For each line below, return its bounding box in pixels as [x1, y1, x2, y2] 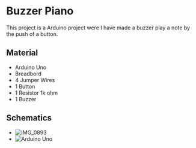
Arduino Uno [14, 64, 47, 71]
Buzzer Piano [6, 4, 74, 18]
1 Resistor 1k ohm [14, 89, 58, 96]
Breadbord [14, 70, 42, 77]
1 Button [14, 83, 35, 90]
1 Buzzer [14, 95, 37, 102]
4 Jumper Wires [14, 76, 55, 83]
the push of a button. [6, 30, 58, 37]
